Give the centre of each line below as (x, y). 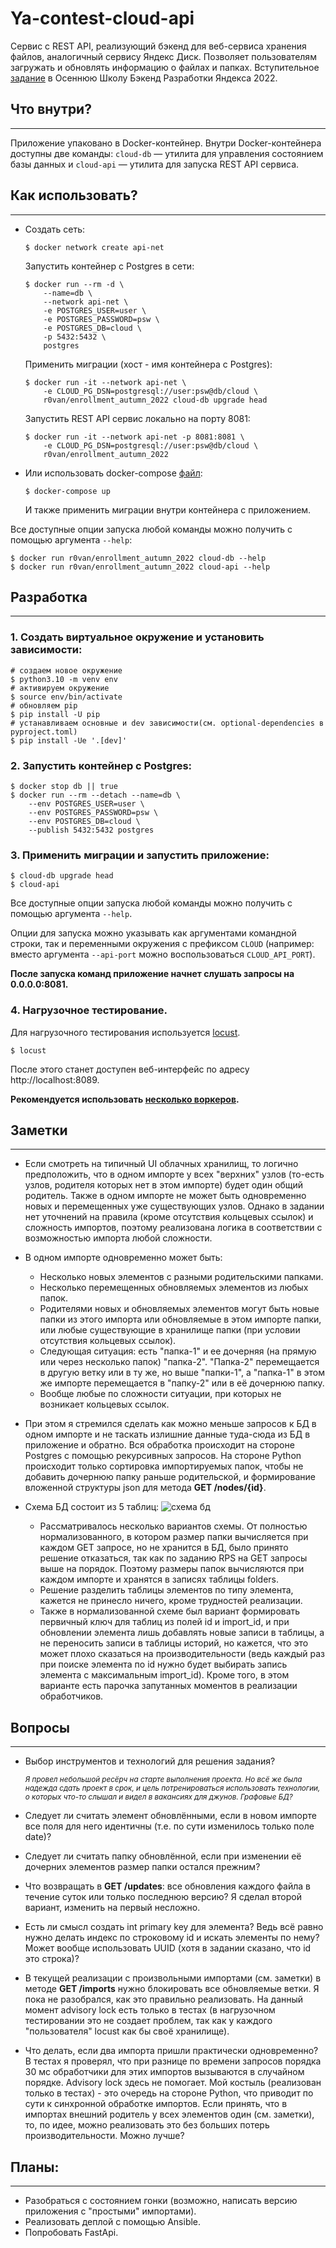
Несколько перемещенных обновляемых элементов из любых (174, 1288)
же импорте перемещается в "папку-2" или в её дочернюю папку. (182, 1383)
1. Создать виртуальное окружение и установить (137, 637)
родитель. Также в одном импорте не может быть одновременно (165, 1196)
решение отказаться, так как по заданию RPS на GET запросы (173, 1558)
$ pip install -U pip (55, 714)
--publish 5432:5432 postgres (91, 830)
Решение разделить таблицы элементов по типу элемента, (166, 1590)
